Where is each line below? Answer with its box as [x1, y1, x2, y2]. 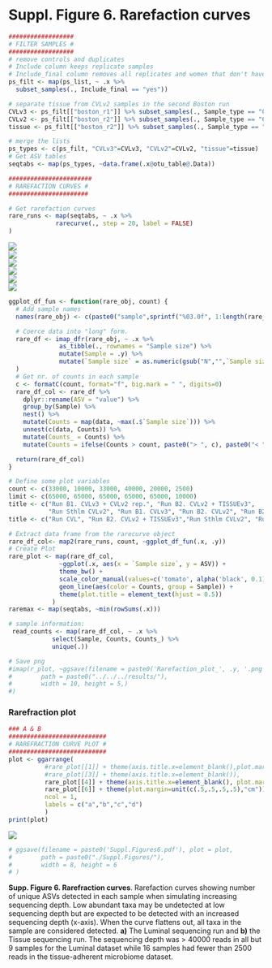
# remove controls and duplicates [8, 55, 125, 63]
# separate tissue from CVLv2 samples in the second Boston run [8, 100, 230, 108]
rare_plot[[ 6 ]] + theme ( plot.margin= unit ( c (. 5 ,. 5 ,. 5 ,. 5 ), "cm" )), [44, 785, 270, 793]
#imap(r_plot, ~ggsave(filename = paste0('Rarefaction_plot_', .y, [8, 664, 241, 673]
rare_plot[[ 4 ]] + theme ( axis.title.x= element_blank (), [44, 778, 233, 786]
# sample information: [8, 620, 85, 629]
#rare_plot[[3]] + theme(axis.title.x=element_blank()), [44, 770, 241, 779]
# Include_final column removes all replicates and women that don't [8, 71, 249, 79]
